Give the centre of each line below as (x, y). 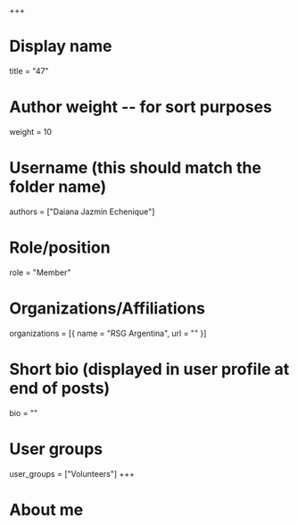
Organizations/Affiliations (108, 308)
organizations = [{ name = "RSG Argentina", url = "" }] (108, 333)
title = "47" (29, 71)
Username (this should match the (135, 168)
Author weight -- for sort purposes (141, 107)
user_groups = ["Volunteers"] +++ (72, 473)
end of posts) (60, 388)
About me (46, 509)
